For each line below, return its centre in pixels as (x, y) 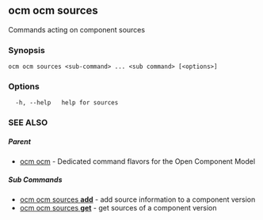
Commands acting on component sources (76, 29)
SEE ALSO (28, 123)
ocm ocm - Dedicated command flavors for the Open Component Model (137, 161)
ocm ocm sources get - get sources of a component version (118, 208)
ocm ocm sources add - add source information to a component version (137, 199)
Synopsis (27, 50)
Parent (20, 141)
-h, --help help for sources (67, 103)
